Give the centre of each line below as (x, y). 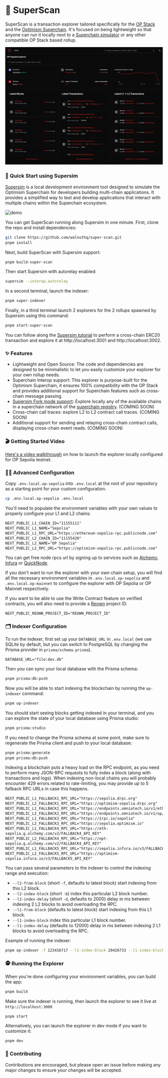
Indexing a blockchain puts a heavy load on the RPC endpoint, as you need (82, 767)
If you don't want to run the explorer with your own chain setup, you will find (84, 573)
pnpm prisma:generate (28, 753)
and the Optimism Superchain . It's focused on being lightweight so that (78, 29)
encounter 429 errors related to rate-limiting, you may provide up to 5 (77, 783)
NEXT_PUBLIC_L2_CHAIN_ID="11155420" (43, 538)
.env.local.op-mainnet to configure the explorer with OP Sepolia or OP (78, 583)
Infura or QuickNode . (27, 563)
